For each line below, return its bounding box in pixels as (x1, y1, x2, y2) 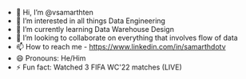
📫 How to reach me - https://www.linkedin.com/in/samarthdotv (15, 42, 226, 51)
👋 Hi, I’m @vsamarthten (15, 8, 93, 17)
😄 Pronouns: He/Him (15, 53, 86, 63)
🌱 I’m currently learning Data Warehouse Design (15, 25, 174, 34)
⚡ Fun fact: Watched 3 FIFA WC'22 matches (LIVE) (15, 62, 182, 72)
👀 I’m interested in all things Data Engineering (15, 16, 166, 26)
